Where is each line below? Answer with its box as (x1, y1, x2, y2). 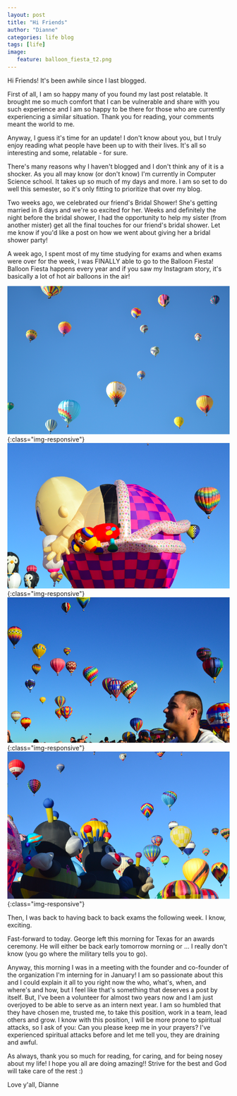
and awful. (7, 1037, 38, 1047)
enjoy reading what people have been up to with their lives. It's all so (7, 141, 207, 150)
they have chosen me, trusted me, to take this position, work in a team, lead (7, 1008, 227, 1016)
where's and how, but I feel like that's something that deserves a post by (7, 985, 218, 994)
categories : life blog (7, 34, 74, 41)
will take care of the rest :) (7, 1066, 83, 1075)
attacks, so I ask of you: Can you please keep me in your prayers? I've (7, 1023, 211, 1031)
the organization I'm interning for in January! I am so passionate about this (7, 970, 224, 979)
